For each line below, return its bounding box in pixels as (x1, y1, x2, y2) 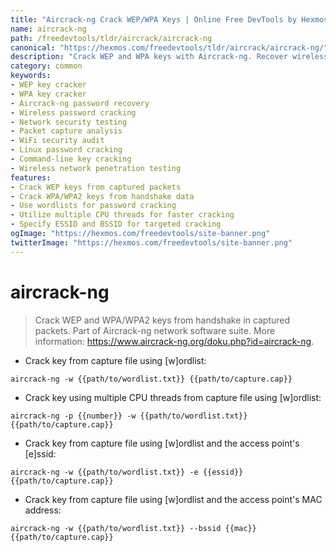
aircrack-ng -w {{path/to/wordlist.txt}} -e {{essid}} (10, 467, 244, 477)
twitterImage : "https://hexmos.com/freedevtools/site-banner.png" (10, 237, 293, 248)
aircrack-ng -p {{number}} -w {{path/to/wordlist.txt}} (10, 411, 248, 421)
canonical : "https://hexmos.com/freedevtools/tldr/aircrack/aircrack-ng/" (10, 42, 329, 53)
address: (24, 504, 62, 516)
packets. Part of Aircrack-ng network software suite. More (34, 324, 276, 336)
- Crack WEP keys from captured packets (10, 182, 182, 192)
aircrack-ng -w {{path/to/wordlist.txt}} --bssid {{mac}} (10, 523, 257, 533)
